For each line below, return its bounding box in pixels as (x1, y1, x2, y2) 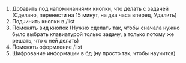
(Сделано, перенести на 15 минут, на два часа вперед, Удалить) (11, 11, 177, 19)
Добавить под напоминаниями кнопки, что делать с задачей (11, 5, 169, 12)
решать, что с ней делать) (11, 37, 79, 44)
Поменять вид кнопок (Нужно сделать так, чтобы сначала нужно (11, 24, 180, 31)
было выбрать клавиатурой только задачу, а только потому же (11, 31, 175, 38)
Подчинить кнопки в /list (11, 18, 75, 25)
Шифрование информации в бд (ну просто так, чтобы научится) (11, 50, 176, 56)
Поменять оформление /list (11, 43, 83, 50)
